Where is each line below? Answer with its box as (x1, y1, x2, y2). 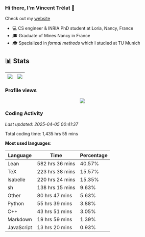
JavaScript (7, 224, 33, 231)
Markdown (7, 216, 32, 223)
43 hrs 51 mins (37, 208, 72, 215)
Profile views (5, 87, 37, 94)
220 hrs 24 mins (37, 176, 75, 183)
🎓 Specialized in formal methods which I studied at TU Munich (12, 40, 141, 46)
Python (7, 200, 24, 207)
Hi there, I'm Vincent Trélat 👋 (5, 4, 75, 11)
